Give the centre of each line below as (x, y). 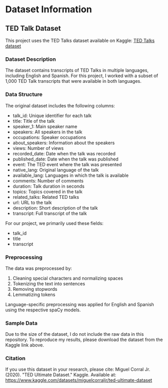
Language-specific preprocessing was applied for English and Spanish (80, 304)
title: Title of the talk (34, 121)
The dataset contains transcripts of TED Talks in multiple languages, (77, 71)
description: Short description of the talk (55, 208)
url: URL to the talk (32, 202)
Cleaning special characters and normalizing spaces (68, 278)
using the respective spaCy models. (43, 310)
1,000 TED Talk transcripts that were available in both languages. (74, 81)
